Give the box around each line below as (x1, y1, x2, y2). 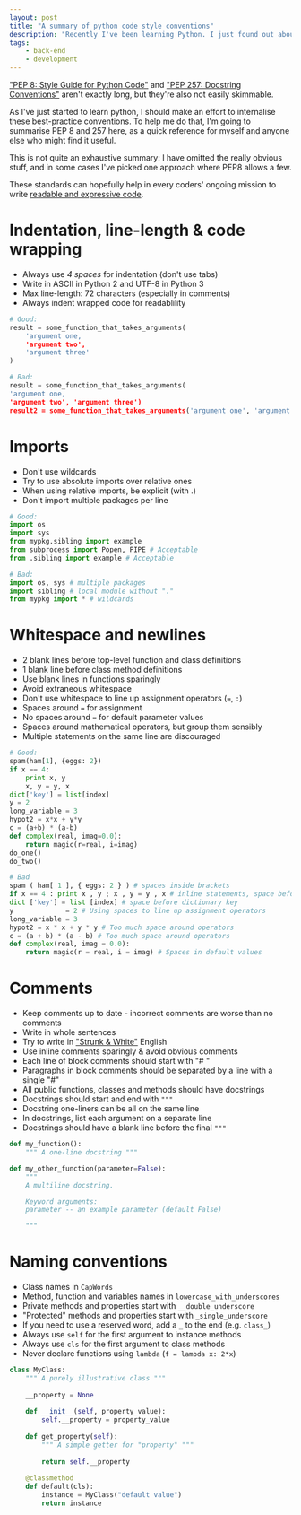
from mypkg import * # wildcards (9, 595, 134, 604)
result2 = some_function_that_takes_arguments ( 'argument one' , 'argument (9, 405, 291, 415)
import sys (9, 528, 50, 538)
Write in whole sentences (21, 1027, 116, 1038)
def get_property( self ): (25, 1432, 118, 1441)
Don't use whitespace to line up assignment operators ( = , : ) (21, 692, 243, 704)
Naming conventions (9, 1252, 168, 1272)
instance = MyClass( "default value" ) (41, 1491, 182, 1500)
